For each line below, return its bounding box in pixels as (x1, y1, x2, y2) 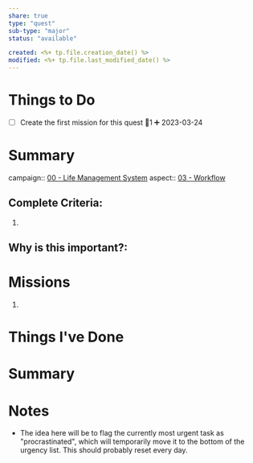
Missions (8, 273, 71, 291)
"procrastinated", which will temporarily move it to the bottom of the (19, 436, 245, 447)
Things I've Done (8, 328, 124, 346)
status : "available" (8, 34, 78, 43)
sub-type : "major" (8, 27, 70, 35)
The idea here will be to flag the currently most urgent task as (19, 428, 225, 438)
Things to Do (8, 91, 96, 110)
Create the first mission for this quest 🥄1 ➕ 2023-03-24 (19, 118, 203, 127)
